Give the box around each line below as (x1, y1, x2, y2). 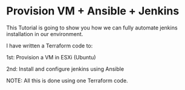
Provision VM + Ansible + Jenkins (6, 4, 180, 18)
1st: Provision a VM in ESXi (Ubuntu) (6, 53, 96, 61)
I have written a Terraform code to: (6, 42, 93, 49)
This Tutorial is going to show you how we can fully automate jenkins (6, 24, 178, 31)
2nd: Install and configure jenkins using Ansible (6, 65, 125, 73)
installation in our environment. (6, 30, 83, 37)
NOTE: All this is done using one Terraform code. (6, 77, 128, 84)
